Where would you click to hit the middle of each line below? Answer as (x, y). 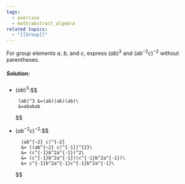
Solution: (18, 73)
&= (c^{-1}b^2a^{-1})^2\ (53, 153)
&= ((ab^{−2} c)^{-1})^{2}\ (57, 147)
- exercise (26, 18)
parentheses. (23, 59)
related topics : (27, 29)
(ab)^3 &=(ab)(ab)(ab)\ (48, 101)
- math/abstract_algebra (43, 23)
